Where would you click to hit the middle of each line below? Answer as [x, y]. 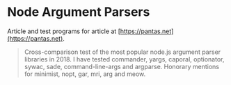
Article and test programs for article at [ [64, 31]
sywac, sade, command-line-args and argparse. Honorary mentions [121, 66]
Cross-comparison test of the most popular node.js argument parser [122, 52]
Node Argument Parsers [79, 12]
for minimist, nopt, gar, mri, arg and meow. [85, 74]
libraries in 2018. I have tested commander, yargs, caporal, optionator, [124, 59]
